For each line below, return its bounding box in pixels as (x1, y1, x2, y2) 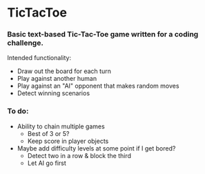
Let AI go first (27, 159, 67, 167)
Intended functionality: (7, 54, 71, 62)
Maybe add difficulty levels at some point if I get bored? (17, 144, 176, 153)
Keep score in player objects (27, 137, 109, 145)
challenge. (7, 38, 43, 48)
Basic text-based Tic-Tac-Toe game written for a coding (7, 30, 199, 39)
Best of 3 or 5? (27, 129, 70, 137)
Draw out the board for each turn (17, 67, 112, 75)
